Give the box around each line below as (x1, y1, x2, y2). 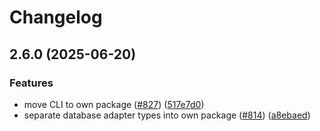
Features (9, 76, 54, 90)
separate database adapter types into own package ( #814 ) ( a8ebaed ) (23, 109, 311, 121)
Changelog (9, 6, 103, 29)
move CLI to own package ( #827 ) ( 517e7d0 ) (23, 98, 205, 110)
